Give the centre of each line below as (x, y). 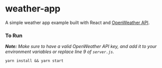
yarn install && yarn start (34, 61)
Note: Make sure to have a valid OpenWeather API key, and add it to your (81, 46)
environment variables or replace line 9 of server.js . (60, 52)
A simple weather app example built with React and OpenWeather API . (77, 22)
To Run (14, 35)
